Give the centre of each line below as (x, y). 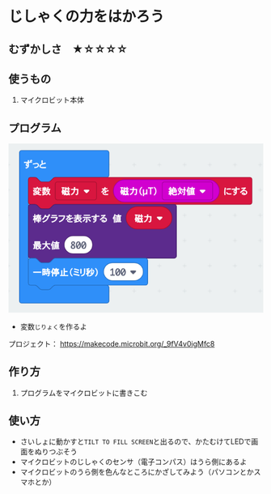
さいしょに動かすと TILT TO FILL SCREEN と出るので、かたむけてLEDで (135, 441)
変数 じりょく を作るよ (53, 326)
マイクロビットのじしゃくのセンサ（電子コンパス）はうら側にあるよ (133, 462)
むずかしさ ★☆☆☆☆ (68, 49)
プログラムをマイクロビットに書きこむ (84, 393)
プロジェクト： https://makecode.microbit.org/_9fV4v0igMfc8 (112, 343)
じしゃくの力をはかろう (87, 17)
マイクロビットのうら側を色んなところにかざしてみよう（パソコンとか (137, 472)
